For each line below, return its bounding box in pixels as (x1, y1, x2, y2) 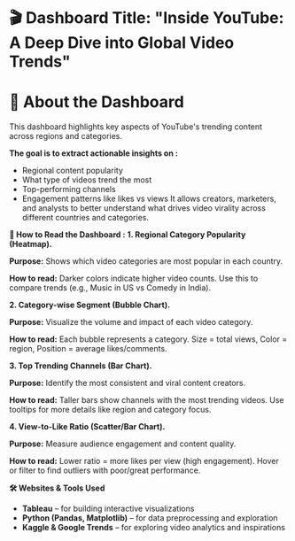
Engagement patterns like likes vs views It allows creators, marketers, (21, 193, 276, 205)
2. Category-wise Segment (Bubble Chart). (9, 299, 171, 311)
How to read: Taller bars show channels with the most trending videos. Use (9, 395, 285, 406)
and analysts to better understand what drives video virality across (21, 203, 266, 213)
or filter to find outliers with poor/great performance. (9, 465, 201, 475)
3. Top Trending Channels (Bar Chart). (9, 360, 152, 371)
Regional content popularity (21, 166, 124, 176)
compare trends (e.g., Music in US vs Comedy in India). (9, 282, 211, 293)
